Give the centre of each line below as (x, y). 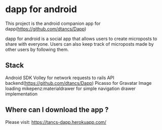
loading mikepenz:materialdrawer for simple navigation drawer (70, 88)
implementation (22, 94)
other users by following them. (37, 49)
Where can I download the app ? (57, 110)
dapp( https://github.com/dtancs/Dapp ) (46, 28)
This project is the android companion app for (53, 23)
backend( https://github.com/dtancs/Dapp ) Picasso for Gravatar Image (78, 83)
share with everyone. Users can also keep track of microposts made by (79, 44)
